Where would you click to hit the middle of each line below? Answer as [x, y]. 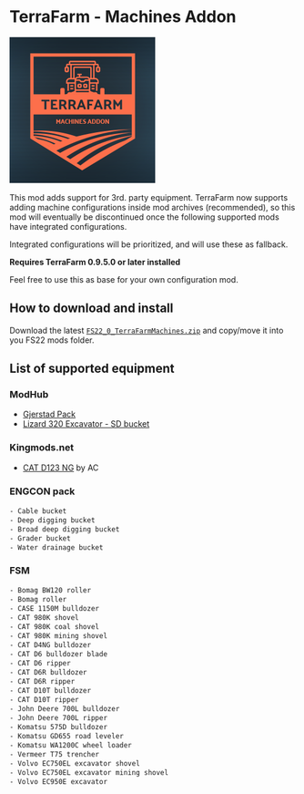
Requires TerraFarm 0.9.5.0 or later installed [95, 262]
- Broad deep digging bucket [65, 530]
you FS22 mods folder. [52, 340]
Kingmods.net [42, 448]
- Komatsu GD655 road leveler [67, 737]
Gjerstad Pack [49, 414]
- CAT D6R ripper [42, 682]
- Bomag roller [38, 600]
